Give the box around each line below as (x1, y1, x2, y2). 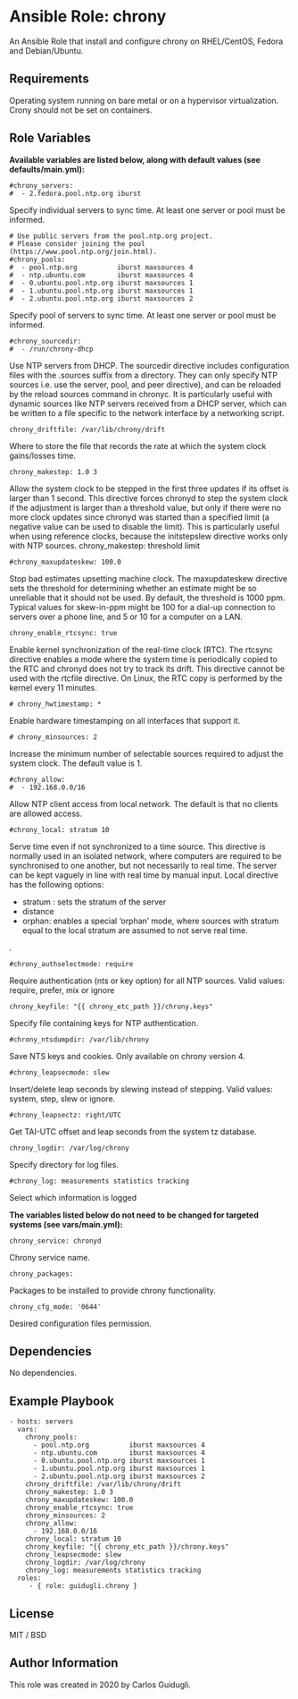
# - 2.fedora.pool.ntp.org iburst (9, 189, 142, 198)
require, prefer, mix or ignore (9, 984, 115, 995)
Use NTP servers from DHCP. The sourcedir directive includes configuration (9, 360, 290, 370)
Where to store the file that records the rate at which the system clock (9, 440, 267, 451)
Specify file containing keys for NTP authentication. (9, 1017, 199, 1028)
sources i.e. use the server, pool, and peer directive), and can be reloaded (9, 378, 282, 390)
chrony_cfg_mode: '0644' (9, 1302, 102, 1312)
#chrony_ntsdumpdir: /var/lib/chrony (9, 1035, 150, 1044)
